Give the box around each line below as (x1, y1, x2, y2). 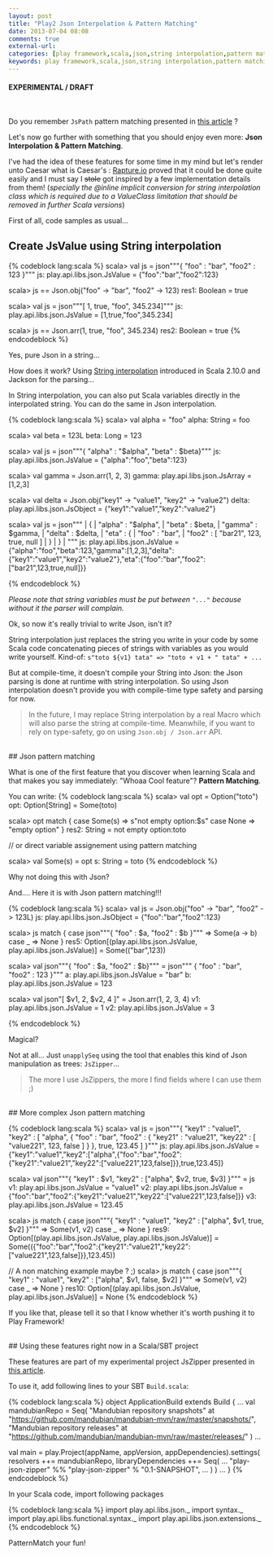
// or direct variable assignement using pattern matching (8, 840, 197, 850)
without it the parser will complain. (8, 603, 124, 613)
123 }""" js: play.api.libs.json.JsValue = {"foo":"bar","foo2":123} (8, 270, 219, 279)
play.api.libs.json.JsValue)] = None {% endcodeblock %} (8, 1292, 198, 1302)
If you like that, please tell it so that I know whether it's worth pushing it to (8, 1308, 255, 1317)
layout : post (8, 11, 53, 20)
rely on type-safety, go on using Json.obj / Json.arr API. (28, 727, 223, 736)
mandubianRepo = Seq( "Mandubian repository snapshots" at (8, 1405, 215, 1415)
